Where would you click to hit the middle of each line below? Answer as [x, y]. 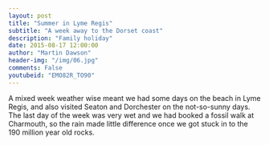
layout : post [30, 16]
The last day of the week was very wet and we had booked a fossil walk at [131, 115]
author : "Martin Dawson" [50, 53]
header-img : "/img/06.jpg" [53, 61]
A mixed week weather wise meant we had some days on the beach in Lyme [134, 98]
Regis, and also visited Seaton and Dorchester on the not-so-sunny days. [129, 107]
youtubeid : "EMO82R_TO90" [51, 75]
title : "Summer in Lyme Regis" [61, 23]
